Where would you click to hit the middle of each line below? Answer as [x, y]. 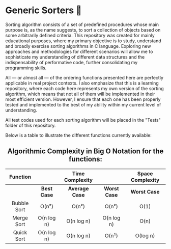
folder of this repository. [31, 125]
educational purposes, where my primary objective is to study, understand [83, 41]
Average [78, 188]
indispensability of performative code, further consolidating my [72, 62]
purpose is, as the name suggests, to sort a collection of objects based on [83, 30]
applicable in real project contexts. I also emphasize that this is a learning [82, 83]
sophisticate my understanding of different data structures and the [75, 57]
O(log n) [145, 235]
